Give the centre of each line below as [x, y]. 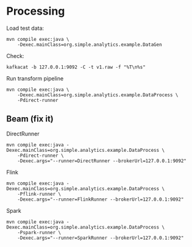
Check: [15, 55]
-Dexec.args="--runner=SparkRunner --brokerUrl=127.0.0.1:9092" [101, 238]
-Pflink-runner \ [39, 194]
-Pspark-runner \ [39, 232]
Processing [36, 11]
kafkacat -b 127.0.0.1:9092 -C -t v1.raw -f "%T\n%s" [76, 67]
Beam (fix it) [30, 119]
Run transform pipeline [35, 78]
